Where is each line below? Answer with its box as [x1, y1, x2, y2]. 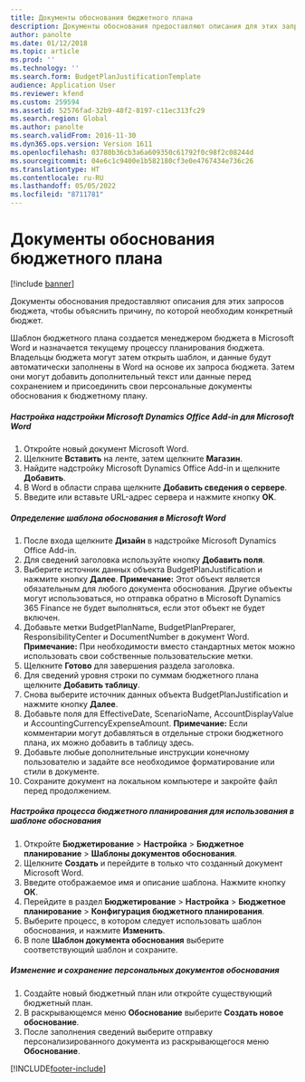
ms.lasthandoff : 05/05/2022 [10, 182, 117, 191]
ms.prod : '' [10, 55, 55, 64]
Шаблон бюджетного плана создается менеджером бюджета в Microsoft [10, 332, 295, 343]
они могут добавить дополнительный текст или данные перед [10, 370, 252, 381]
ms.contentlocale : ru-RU [10, 173, 104, 182]
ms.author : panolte [10, 123, 84, 132]
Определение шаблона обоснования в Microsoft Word [10, 512, 226, 523]
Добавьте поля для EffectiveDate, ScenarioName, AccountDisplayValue [23, 708, 294, 719]
